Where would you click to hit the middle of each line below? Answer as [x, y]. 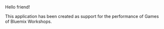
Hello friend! [18, 7]
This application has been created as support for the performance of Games [82, 16]
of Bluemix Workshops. [29, 22]
